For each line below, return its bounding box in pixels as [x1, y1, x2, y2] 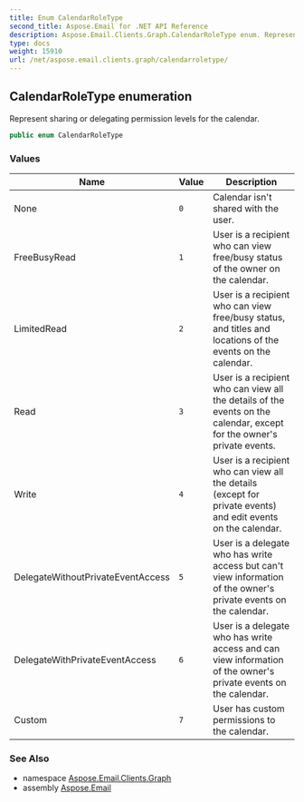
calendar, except [212, 416, 284, 429]
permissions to [212, 713, 276, 726]
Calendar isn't [212, 191, 272, 203]
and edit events [212, 510, 279, 523]
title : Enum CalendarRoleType [9, 13, 124, 23]
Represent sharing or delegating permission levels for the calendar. [9, 112, 260, 123]
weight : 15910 [9, 47, 63, 56]
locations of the [212, 333, 280, 346]
